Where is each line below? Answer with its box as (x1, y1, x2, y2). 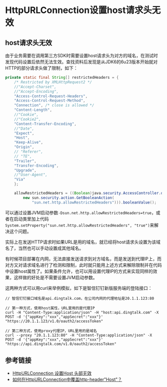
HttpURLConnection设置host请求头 (5, 4, 152, 16)
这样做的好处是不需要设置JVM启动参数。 (13, 274, 98, 280)
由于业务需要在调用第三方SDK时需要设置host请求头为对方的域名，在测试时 (5, 53, 158, 58)
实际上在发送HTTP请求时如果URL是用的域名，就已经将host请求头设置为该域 (5, 239, 161, 245)
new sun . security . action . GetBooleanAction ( (23, 195, 114, 200)
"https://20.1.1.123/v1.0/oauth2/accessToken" (5, 319, 103, 324)
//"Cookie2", (14, 117, 41, 122)
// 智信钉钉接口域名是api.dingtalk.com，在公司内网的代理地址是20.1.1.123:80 (5, 296, 154, 301)
